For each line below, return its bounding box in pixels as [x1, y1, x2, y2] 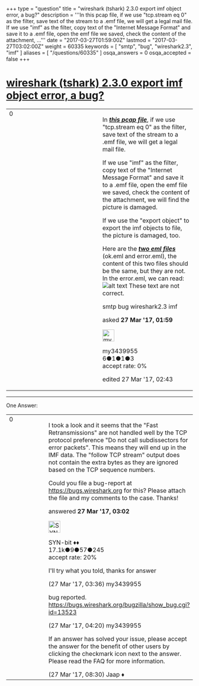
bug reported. [48, 593, 87, 601]
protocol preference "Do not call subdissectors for [48, 436, 188, 444]
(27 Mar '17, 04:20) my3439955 [48, 621, 142, 630]
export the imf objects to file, [102, 224, 182, 232]
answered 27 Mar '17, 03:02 [48, 507, 130, 515]
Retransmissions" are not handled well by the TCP [48, 428, 188, 437]
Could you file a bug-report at [48, 479, 132, 487]
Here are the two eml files [102, 244, 176, 253]
